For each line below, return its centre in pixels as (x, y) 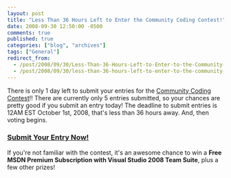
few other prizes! (31, 167)
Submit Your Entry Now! (48, 137)
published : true (30, 39)
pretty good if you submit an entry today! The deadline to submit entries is (112, 105)
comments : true (29, 33)
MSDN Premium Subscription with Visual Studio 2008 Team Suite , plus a (113, 159)
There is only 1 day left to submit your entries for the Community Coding (109, 91)
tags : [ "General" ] (33, 52)
